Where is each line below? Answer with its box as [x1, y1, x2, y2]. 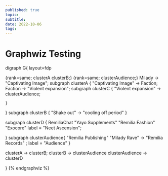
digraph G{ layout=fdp [5, 65, 52, 71]
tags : [5, 26, 17, 31]
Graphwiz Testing [5, 48, 81, 60]
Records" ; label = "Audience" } [5, 140, 71, 146]
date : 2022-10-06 [5, 21, 42, 27]
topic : [5, 12, 19, 17]
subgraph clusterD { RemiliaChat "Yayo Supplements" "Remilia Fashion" [5, 120, 155, 126]
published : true [5, 7, 39, 13]
